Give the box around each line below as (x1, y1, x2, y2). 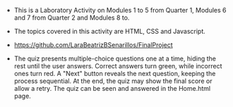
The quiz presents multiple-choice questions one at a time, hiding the (13, 54, 217, 63)
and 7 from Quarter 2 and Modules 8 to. (13, 13, 130, 22)
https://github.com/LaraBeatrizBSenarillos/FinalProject (13, 41, 173, 49)
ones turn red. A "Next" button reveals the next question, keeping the (13, 70, 216, 77)
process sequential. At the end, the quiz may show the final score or (13, 77, 213, 85)
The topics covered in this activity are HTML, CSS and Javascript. (13, 27, 206, 35)
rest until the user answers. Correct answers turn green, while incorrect (13, 62, 222, 70)
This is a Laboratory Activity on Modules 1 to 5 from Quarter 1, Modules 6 (13, 6, 227, 14)
